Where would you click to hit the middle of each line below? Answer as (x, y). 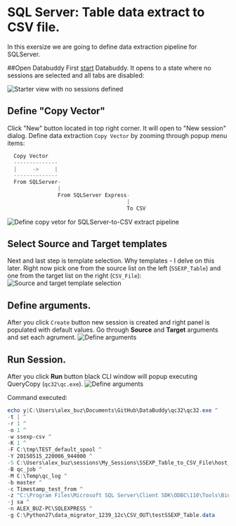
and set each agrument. (42, 337)
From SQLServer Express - (94, 195)
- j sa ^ (19, 502)
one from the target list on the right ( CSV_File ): (74, 276)
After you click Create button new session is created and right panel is (109, 323)
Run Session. (37, 359)
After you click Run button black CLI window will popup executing (103, 377)
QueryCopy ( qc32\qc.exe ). (45, 384)
